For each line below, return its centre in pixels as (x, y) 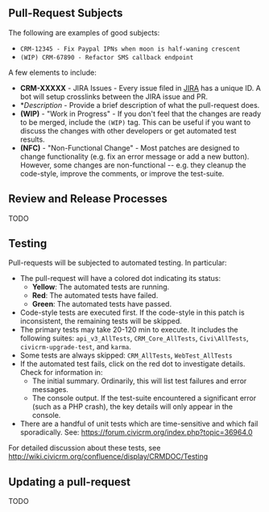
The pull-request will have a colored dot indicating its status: (120, 279)
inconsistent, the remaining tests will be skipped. (101, 321)
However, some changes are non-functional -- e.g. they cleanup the (133, 165)
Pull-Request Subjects (66, 13)
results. (33, 139)
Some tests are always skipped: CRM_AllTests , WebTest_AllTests (126, 355)
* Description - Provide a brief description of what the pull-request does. (140, 105)
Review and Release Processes (88, 199)
